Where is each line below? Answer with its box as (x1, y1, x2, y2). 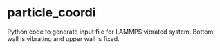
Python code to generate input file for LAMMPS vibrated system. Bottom (7, 27, 214, 36)
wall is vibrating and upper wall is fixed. (7, 34, 120, 42)
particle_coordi (7, 5, 96, 21)
